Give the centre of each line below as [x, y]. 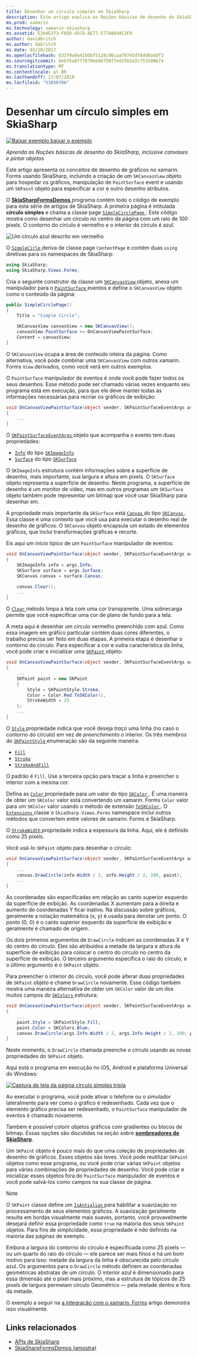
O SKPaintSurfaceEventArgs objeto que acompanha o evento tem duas [91, 435]
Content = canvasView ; [44, 337]
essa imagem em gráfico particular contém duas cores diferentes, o [88, 633]
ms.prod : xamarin [27, 22]
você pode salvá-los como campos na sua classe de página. [79, 1182]
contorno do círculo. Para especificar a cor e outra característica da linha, [95, 645]
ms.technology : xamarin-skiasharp [48, 28]
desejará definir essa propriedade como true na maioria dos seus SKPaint [95, 1224]
